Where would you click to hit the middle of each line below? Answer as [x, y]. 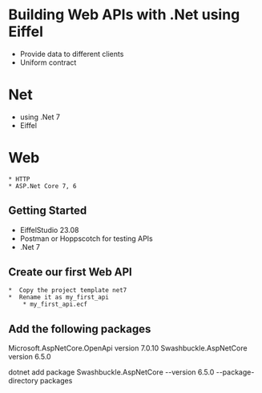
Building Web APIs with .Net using [124, 15]
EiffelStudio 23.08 [49, 230]
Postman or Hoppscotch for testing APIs [87, 239]
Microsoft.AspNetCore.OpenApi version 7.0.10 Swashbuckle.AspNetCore [128, 348]
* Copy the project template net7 [68, 291]
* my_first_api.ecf [55, 305]
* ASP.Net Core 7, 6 [43, 186]
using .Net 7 [40, 117]
